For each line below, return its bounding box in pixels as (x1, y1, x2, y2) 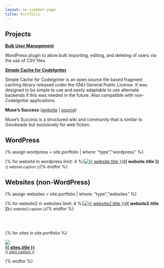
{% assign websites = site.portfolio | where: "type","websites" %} (5, 191, 137, 197)
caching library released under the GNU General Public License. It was (5, 82, 148, 88)
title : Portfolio (5, 12, 41, 17)
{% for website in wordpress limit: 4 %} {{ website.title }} (5, 159, 160, 164)
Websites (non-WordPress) (5, 178, 91, 187)
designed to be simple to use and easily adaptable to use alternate (5, 87, 140, 93)
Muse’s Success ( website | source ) (5, 107, 77, 113)
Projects (5, 30, 31, 38)
